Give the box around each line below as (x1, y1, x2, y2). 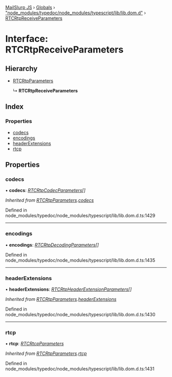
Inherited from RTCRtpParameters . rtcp (5, 350, 87, 357)
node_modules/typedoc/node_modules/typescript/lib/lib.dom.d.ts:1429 (5, 213, 156, 219)
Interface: (5, 33, 49, 45)
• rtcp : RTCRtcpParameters (5, 341, 64, 347)
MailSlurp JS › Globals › (5, 5, 55, 10)
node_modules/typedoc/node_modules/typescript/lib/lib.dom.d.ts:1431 (5, 366, 155, 372)
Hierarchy (5, 64, 38, 73)
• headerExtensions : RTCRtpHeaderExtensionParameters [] (5, 286, 132, 292)
